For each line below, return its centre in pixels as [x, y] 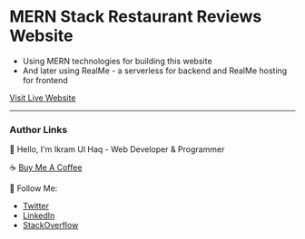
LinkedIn [39, 215]
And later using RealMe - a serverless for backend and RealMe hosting [155, 71]
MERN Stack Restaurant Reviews [136, 17]
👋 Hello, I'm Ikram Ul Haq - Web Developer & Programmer [117, 149]
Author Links [39, 129]
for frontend [45, 80]
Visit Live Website [43, 98]
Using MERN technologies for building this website [117, 61]
